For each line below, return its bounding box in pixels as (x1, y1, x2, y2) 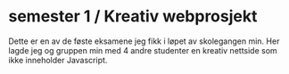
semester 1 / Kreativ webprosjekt (8, 6, 258, 27)
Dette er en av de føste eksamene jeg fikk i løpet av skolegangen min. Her (8, 36, 280, 46)
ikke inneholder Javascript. (8, 54, 108, 65)
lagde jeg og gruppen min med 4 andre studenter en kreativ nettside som (8, 45, 277, 55)
